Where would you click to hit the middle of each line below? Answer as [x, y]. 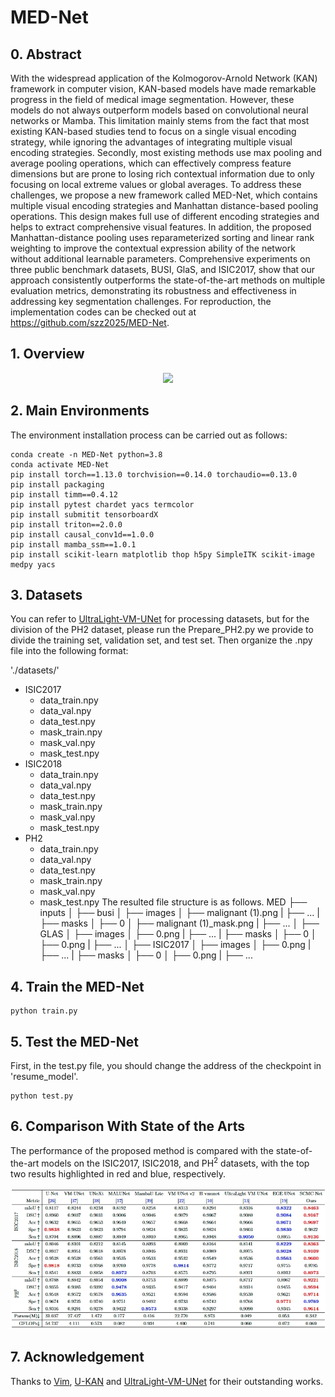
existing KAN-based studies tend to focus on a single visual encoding [153, 131]
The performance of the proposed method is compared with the [142, 1150]
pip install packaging [57, 484]
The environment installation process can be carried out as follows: [149, 435]
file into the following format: [69, 651]
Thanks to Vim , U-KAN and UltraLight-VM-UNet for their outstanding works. [167, 1381]
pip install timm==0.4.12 [64, 494]
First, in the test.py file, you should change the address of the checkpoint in [166, 1066]
